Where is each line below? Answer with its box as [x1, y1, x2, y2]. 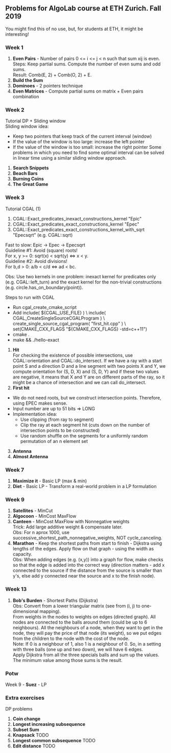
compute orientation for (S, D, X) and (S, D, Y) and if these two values [12, 368, 159, 374]
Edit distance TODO [12, 743, 56, 749]
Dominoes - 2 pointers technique [12, 83, 83, 89]
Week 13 [5, 586, 27, 593]
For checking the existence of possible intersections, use [12, 352, 133, 358]
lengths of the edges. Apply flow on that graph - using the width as [12, 546, 154, 552]
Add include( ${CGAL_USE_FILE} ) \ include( [12, 309, 106, 316]
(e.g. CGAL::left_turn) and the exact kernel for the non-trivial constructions [5, 279, 162, 285]
